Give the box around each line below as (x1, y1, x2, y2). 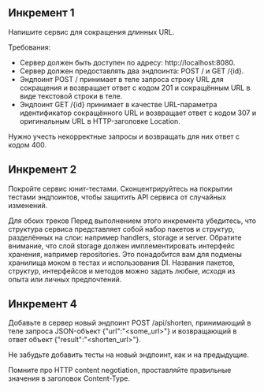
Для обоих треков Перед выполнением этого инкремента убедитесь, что (8, 216, 257, 225)
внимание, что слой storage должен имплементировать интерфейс (8, 240, 235, 251)
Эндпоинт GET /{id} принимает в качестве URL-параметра (19, 99, 218, 109)
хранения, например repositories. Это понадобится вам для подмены (8, 249, 243, 259)
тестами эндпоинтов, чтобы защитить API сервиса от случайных (8, 192, 227, 202)
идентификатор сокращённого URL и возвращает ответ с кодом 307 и (19, 108, 257, 117)
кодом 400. (8, 140, 47, 149)
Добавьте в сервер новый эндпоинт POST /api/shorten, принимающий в (8, 318, 251, 328)
